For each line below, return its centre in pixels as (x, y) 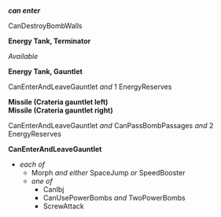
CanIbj (53, 189)
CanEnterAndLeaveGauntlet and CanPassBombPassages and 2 (111, 125)
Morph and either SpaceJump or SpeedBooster (108, 173)
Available (23, 56)
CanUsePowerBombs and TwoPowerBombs (114, 198)
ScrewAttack (63, 206)
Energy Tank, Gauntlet (45, 72)
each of (32, 164)
